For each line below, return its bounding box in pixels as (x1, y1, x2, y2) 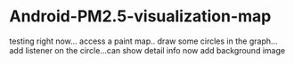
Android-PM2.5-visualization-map (9, 6, 272, 27)
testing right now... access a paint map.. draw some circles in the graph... (9, 36, 278, 46)
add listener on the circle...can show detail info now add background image (9, 45, 286, 55)
